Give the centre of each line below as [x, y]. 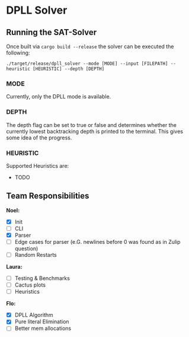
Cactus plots [30, 285]
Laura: [14, 267]
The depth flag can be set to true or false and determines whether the [91, 125]
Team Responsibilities [48, 196]
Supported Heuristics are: [38, 166]
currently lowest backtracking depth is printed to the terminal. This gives [95, 131]
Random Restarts [36, 255]
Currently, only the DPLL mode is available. [59, 97]
